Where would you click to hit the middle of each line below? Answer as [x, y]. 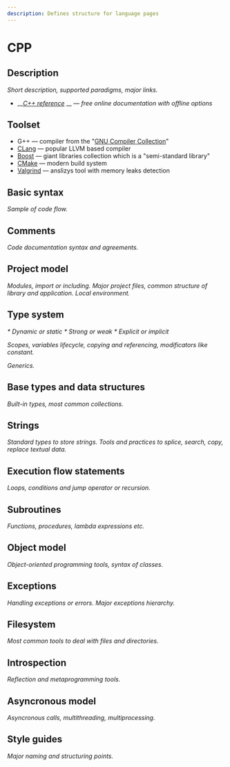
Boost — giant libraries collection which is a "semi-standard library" [114, 156]
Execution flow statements [66, 471]
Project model [38, 269]
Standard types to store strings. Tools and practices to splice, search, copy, [115, 442]
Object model [37, 548]
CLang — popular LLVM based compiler [74, 148]
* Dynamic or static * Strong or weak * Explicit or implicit [88, 331]
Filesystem [31, 624]
